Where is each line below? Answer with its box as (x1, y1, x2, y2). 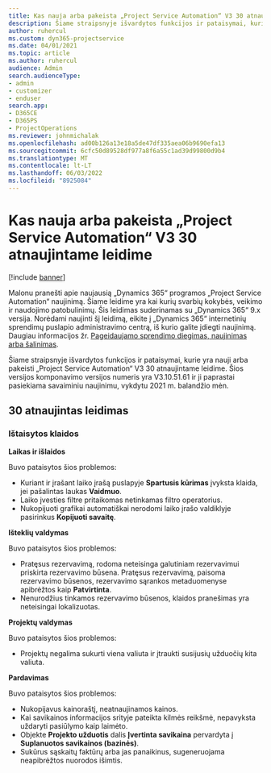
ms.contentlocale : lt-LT (8, 162, 92, 170)
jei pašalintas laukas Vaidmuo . (19, 486, 123, 496)
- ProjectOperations (8, 124, 78, 132)
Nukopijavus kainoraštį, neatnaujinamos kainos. (19, 704, 179, 713)
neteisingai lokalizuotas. (19, 601, 101, 611)
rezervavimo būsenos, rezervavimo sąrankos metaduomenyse (19, 576, 227, 585)
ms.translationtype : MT (8, 154, 89, 162)
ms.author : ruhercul (8, 57, 78, 65)
